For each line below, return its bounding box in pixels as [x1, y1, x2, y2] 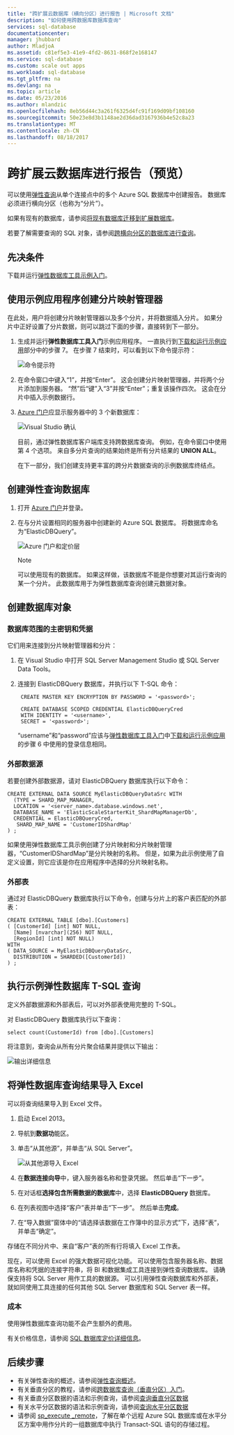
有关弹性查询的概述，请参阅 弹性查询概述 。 [17, 1376, 140, 1385]
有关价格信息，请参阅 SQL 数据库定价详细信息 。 [7, 1334, 145, 1342]
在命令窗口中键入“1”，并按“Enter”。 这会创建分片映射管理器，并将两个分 [17, 375, 225, 384]
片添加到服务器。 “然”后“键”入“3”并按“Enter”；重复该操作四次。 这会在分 [17, 384, 226, 392]
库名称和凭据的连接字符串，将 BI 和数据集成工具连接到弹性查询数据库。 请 [7, 1265, 219, 1274]
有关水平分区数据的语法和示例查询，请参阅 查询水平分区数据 [17, 1402, 189, 1411]
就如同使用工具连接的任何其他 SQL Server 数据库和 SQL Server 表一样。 [7, 1283, 214, 1291]
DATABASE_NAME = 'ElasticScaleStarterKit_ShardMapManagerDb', [13, 809, 198, 816]
